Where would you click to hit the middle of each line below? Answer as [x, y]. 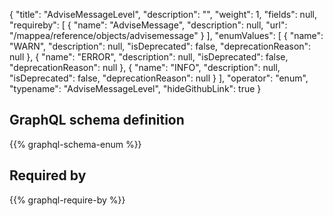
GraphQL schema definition [97, 120]
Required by [48, 175]
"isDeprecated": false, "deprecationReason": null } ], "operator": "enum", [159, 78]
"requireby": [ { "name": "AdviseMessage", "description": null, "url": [148, 25]
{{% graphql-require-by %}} [67, 200]
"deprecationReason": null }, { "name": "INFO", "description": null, [145, 67]
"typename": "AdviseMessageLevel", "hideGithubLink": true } [135, 88]
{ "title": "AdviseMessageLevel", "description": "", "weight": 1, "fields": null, [163, 14]
